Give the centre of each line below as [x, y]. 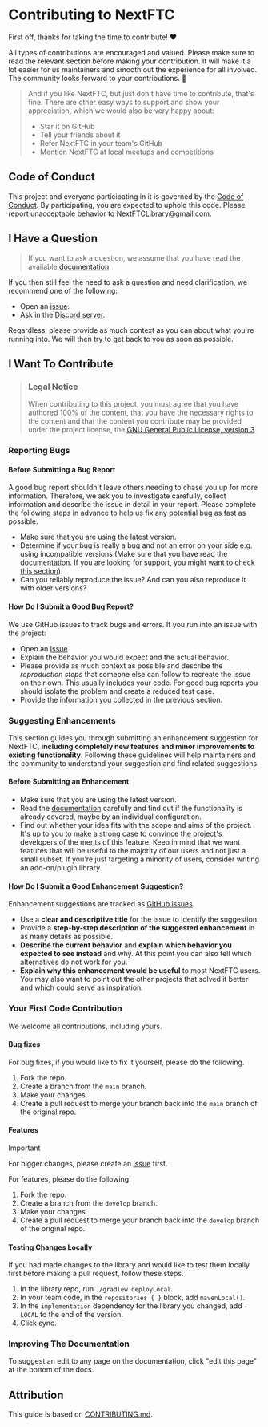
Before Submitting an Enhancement [69, 782]
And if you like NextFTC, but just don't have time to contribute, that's [141, 93]
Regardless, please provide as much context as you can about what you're [131, 330]
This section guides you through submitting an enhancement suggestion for [133, 738]
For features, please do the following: [70, 1179]
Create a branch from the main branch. [83, 1086]
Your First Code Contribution [65, 1008]
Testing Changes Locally [50, 1247]
